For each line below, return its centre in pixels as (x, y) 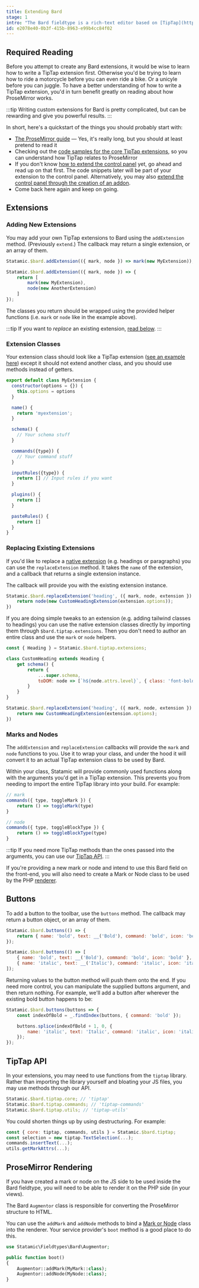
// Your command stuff (45, 457)
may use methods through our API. (49, 1088)
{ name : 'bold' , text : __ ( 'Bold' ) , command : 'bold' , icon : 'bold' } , (105, 958)
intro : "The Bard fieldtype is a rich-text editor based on (82, 23)
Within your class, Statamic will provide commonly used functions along (94, 771)
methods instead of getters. (40, 370)
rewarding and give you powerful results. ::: (59, 116)
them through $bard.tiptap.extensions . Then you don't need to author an (96, 631)
